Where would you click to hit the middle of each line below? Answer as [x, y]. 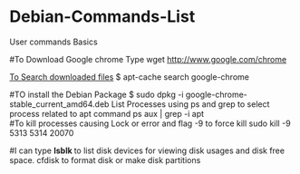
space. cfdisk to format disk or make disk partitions [105, 159]
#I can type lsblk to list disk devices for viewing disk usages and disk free [147, 150]
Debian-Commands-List [102, 17]
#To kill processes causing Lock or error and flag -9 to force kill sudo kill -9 [150, 123]
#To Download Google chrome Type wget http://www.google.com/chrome [148, 59]
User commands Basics [53, 42]
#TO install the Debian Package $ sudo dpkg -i [97, 94]
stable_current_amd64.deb [59, 104]
